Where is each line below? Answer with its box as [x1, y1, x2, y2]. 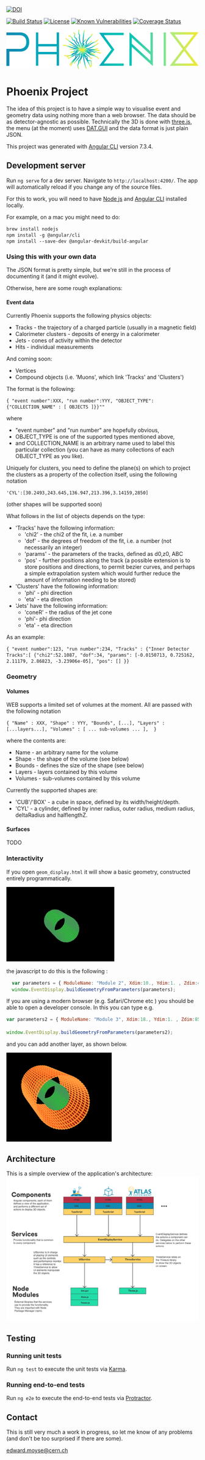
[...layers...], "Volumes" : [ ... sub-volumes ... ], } [6, 726, 157, 732]
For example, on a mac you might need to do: [6, 213, 120, 221]
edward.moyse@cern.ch [6, 1447, 68, 1454]
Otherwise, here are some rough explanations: [6, 284, 123, 291]
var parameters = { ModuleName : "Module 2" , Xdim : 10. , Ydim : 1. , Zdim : [12, 980, 198, 986]
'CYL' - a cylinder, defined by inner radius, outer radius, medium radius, [15, 805, 195, 812]
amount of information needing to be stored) [24, 576, 136, 583]
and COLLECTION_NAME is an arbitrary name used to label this [15, 440, 175, 447]
